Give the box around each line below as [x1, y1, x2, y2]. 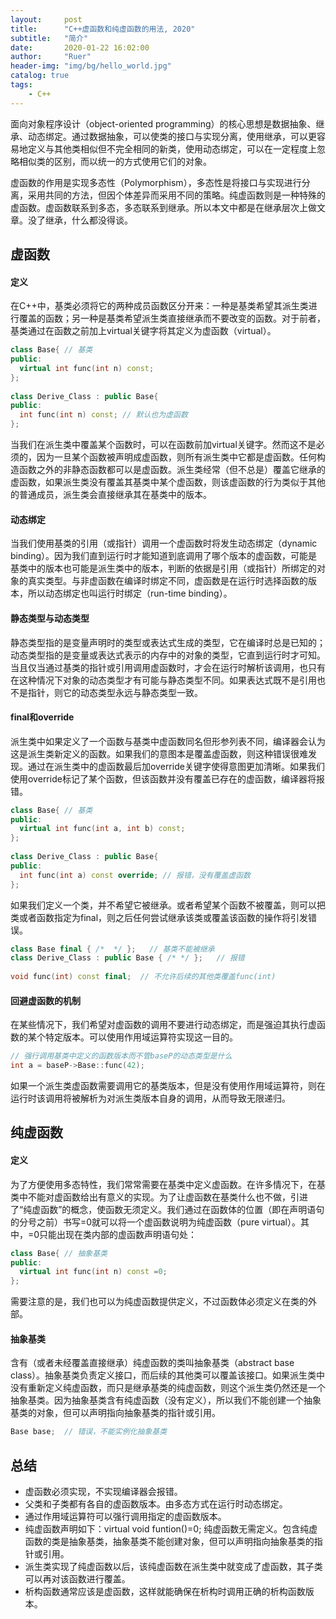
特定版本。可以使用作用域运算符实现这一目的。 [44, 1031, 238, 1043]
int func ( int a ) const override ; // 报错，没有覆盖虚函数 [19, 870, 251, 880]
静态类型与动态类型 [10, 612, 90, 624]
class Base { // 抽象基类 [10, 1248, 108, 1258]
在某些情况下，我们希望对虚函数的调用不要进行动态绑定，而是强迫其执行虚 [10, 1019, 317, 1031]
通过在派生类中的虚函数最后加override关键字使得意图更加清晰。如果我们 [27, 760, 325, 772]
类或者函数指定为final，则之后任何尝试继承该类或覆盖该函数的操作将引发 [10, 911, 309, 923]
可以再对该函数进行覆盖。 [24, 1573, 131, 1585]
